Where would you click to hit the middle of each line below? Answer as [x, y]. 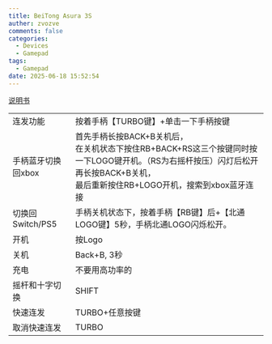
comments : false [36, 31]
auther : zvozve [34, 23]
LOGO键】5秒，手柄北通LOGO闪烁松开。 [153, 224]
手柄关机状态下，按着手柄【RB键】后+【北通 [160, 212]
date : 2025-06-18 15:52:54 [54, 76]
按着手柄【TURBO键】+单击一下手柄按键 [153, 121]
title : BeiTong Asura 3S [50, 16]
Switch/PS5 [35, 223]
